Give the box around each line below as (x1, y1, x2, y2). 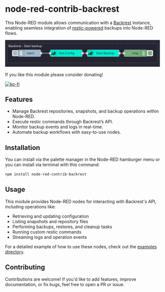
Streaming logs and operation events (12, 234, 87, 240)
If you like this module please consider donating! (5, 71, 103, 77)
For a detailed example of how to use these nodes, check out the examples (5, 243, 157, 249)
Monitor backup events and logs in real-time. (12, 124, 103, 130)
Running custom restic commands (12, 229, 82, 234)
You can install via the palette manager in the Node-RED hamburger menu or (5, 156, 160, 163)
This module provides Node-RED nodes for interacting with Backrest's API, (5, 198, 157, 204)
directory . (5, 249, 25, 255)
